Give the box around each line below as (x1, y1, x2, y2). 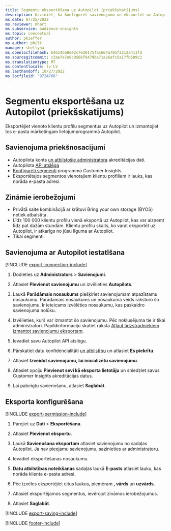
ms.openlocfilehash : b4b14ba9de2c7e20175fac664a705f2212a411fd (5, 50, 142, 55)
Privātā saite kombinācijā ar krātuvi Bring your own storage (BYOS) (12, 206, 153, 212)
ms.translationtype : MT (5, 59, 56, 65)
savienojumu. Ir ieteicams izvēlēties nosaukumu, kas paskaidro (12, 302, 145, 308)
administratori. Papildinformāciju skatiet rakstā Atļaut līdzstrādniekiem (12, 323, 159, 329)
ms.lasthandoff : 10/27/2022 (5, 69, 65, 74)
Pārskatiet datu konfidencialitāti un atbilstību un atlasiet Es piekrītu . (12, 348, 155, 354)
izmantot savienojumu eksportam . (12, 328, 84, 334)
